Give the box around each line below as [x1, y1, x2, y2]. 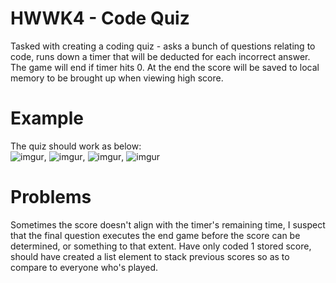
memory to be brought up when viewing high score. [10, 72, 224, 84]
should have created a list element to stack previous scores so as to [10, 250, 290, 262]
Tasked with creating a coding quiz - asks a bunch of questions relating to [10, 40, 316, 52]
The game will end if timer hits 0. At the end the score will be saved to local [10, 61, 320, 73]
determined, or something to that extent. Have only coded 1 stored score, [10, 240, 312, 252]
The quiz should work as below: [10, 140, 142, 152]
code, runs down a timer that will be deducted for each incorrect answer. [10, 50, 311, 62]
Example [10, 107, 84, 130]
